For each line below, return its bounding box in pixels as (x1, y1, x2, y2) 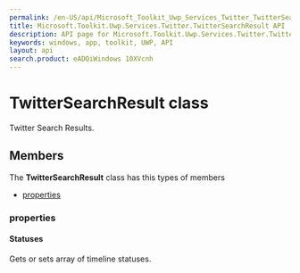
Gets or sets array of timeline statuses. (9, 253, 152, 264)
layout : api (9, 46, 54, 55)
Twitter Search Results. (9, 122, 95, 133)
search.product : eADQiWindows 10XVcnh (9, 54, 154, 63)
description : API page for (9, 29, 110, 38)
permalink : (9, 12, 50, 22)
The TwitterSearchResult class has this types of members (9, 171, 226, 183)
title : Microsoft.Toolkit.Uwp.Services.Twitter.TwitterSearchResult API (9, 21, 286, 30)
